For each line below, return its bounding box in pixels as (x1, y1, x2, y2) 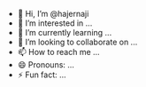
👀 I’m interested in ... (17, 18, 93, 28)
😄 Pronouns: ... (17, 59, 75, 70)
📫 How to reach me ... (17, 47, 100, 57)
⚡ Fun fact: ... (17, 69, 66, 80)
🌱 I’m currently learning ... (17, 28, 112, 37)
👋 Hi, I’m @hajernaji (17, 9, 89, 19)
